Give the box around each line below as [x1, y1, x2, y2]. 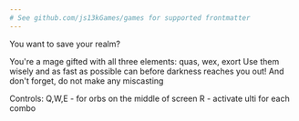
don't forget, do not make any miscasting [9, 75, 164, 86]
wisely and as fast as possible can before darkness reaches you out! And [9, 66, 284, 76]
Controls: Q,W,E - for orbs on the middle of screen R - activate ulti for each [9, 93, 290, 104]
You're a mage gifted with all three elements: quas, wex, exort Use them [9, 55, 280, 66]
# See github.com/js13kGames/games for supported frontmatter [9, 13, 251, 23]
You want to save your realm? [9, 38, 121, 49]
